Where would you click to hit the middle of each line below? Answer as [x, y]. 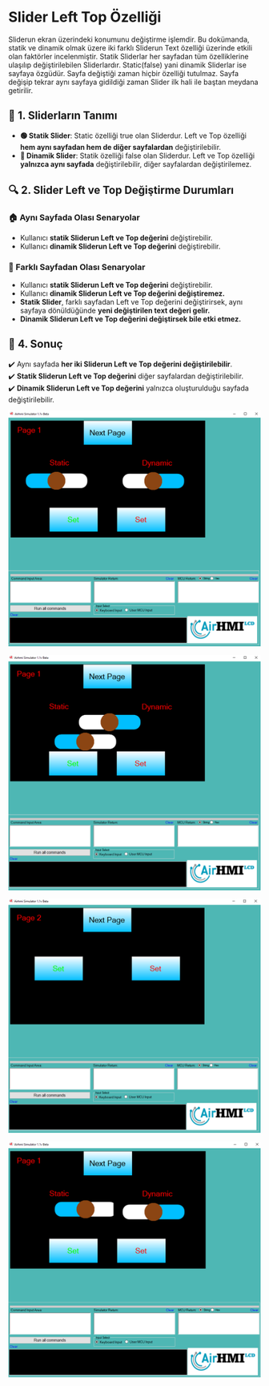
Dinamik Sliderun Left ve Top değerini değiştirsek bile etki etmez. [130, 319]
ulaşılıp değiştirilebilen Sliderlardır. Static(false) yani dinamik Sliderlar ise [127, 65]
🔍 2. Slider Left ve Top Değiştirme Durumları [121, 190]
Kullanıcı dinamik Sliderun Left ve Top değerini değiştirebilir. [120, 246]
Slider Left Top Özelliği [85, 17]
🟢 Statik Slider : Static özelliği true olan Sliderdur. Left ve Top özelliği [133, 135]
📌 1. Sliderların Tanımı [63, 116]
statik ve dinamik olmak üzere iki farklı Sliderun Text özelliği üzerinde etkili [130, 47]
